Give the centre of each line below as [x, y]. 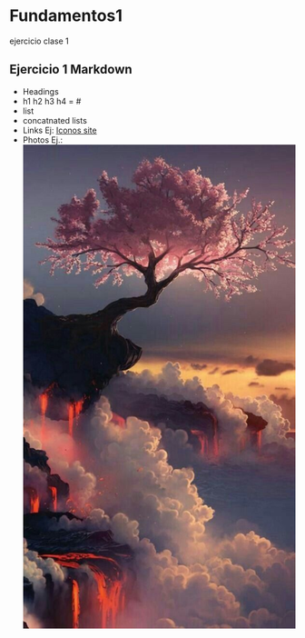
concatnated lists [55, 120]
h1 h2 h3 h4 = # [52, 101]
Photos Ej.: [43, 140]
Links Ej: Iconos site [59, 130]
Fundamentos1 [66, 16]
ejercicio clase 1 [39, 41]
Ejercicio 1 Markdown [71, 70]
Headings [40, 91]
